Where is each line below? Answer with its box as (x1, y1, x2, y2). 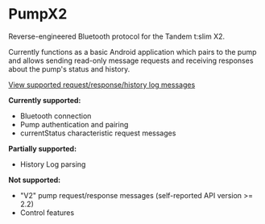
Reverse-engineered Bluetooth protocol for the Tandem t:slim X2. (8, 31, 226, 41)
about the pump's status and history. (8, 64, 130, 73)
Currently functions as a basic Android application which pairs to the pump (8, 47, 257, 56)
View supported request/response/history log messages (8, 80, 196, 89)
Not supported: (8, 175, 61, 185)
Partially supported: (8, 143, 77, 153)
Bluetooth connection (19, 110, 92, 121)
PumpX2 (8, 5, 68, 23)
